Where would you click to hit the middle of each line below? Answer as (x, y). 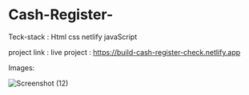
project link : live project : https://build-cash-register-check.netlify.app (124, 52)
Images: (22, 67)
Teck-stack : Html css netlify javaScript (73, 37)
